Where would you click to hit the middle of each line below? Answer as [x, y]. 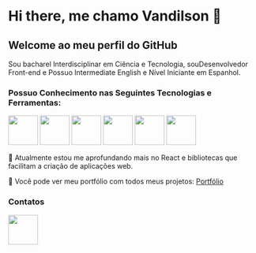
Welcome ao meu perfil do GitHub [93, 45]
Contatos [26, 202]
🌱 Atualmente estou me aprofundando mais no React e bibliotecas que [123, 158]
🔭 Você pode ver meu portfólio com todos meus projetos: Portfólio [116, 181]
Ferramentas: [35, 102]
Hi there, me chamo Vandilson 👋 [115, 16]
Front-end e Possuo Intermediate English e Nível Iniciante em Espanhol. [124, 73]
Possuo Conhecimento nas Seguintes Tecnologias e [110, 92]
